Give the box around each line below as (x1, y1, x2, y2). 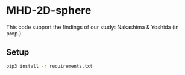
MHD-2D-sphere (6, 4, 92, 17)
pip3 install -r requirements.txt (6, 63, 93, 69)
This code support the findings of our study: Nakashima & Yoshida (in (6, 23, 179, 31)
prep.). (6, 29, 23, 37)
